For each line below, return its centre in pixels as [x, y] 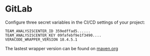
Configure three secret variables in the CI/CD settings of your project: [75, 22]
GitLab [19, 9]
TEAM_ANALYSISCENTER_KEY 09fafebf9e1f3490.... [53, 35]
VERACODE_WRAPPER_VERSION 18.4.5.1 [41, 40]
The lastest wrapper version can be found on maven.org [62, 48]
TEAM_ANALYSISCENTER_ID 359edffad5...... [48, 31]
